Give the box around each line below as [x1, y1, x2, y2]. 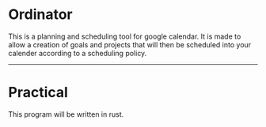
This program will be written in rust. [8, 109, 124, 119]
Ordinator [8, 6, 73, 24]
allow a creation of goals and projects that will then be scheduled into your [8, 39, 252, 49]
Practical [8, 84, 69, 102]
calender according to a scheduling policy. [8, 48, 147, 58]
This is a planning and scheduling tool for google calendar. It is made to [8, 32, 241, 41]
